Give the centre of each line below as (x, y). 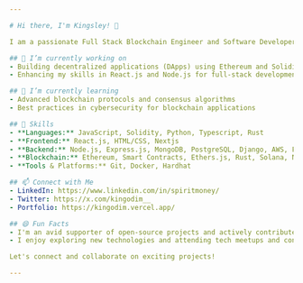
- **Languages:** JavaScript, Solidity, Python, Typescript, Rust (137, 132)
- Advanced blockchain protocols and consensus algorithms (123, 100)
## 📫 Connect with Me (51, 183)
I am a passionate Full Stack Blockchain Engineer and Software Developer (153, 41)
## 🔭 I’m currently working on (68, 58)
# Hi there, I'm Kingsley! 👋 (64, 25)
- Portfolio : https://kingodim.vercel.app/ (92, 207)
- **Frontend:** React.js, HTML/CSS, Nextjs (94, 141)
